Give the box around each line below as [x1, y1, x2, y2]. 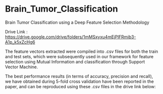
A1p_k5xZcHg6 [5, 39, 36, 45]
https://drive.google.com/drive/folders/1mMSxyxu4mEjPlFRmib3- [5, 34, 136, 40]
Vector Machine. [5, 64, 38, 70]
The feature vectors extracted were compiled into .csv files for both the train [5, 48, 158, 54]
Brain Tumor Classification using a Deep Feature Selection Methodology [5, 19, 149, 25]
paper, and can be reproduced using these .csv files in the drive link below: [5, 83, 156, 89]
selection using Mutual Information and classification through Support [5, 59, 145, 64]
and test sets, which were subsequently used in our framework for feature [5, 53, 154, 59]
